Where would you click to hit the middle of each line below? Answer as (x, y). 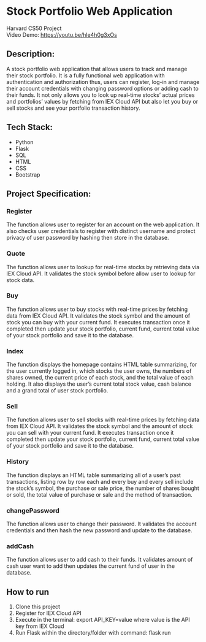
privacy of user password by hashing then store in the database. (88, 238)
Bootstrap (28, 174)
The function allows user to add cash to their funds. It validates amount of (100, 560)
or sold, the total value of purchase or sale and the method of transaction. (99, 494)
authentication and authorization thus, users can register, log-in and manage (103, 82)
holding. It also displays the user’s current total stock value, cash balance (99, 384)
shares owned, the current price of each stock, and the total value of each (100, 378)
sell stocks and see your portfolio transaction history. (73, 108)
